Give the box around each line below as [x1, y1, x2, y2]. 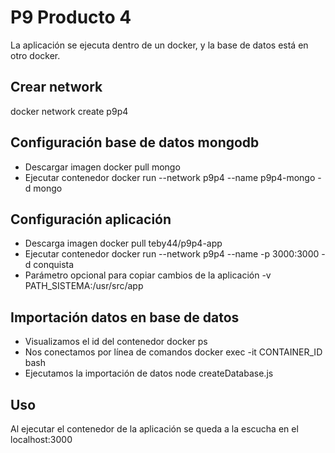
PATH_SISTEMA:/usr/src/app [24, 280, 144, 292]
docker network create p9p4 [10, 105, 129, 117]
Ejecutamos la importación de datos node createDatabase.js [24, 367, 274, 380]
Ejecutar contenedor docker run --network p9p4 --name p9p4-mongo [24, 171, 316, 183]
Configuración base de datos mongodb [10, 134, 260, 151]
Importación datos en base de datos [10, 309, 240, 326]
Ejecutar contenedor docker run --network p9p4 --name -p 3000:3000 [24, 248, 320, 260]
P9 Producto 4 [10, 6, 132, 29]
